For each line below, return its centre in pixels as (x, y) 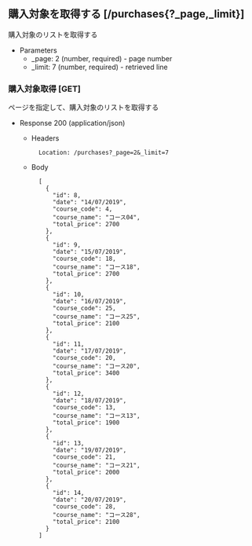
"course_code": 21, (84, 457)
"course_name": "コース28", (96, 515)
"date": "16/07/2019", (89, 302)
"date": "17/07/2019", (89, 351)
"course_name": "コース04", (96, 218)
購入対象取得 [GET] (44, 89)
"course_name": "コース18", (96, 267)
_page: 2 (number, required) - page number (102, 58)
